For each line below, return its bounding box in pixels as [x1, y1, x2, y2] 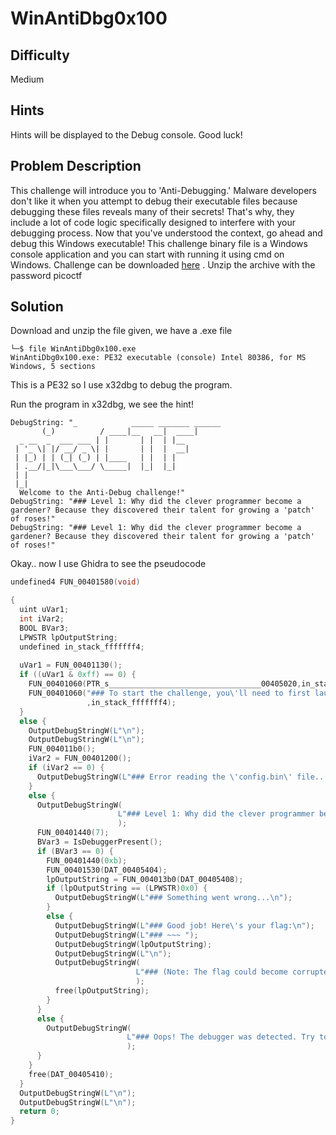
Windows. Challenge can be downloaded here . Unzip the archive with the [10, 258, 316, 271]
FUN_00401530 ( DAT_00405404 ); [46, 865, 168, 875]
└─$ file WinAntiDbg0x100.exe [10, 344, 137, 354]
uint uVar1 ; [19, 605, 70, 615]
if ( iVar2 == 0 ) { [28, 763, 105, 773]
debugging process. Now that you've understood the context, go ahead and [10, 227, 323, 239]
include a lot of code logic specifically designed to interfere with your [10, 216, 296, 228]
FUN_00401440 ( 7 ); [36, 828, 110, 838]
